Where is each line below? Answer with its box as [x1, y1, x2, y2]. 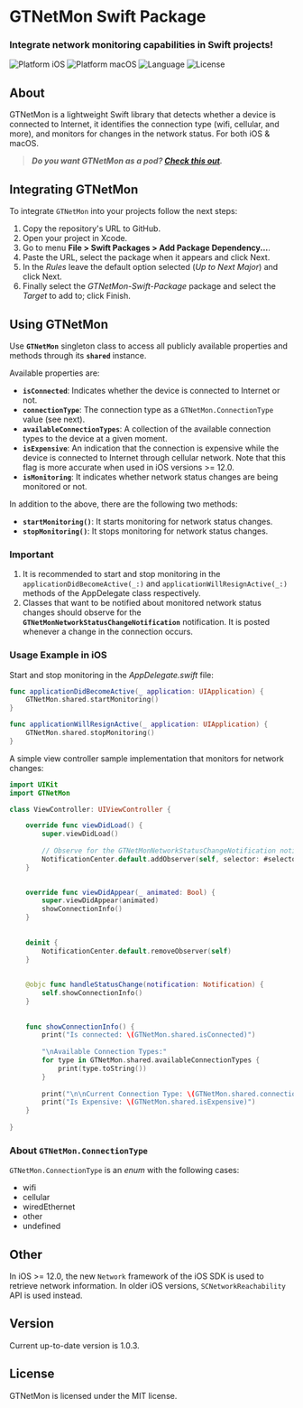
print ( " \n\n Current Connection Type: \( [41, 1089, 196, 1098]
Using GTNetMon [9, 316, 109, 331]
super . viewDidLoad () [41, 829, 119, 839]
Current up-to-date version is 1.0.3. [9, 1339, 140, 1351]
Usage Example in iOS [9, 648, 108, 661]
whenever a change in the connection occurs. [22, 626, 194, 638]
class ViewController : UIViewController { [9, 805, 171, 814]
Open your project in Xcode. [22, 233, 128, 244]
